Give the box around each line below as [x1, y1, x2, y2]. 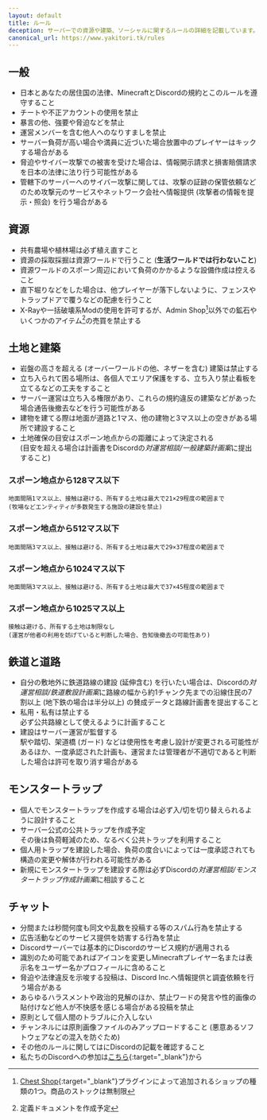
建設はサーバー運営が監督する [19, 727, 118, 736]
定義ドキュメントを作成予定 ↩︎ [19, 1103, 119, 1113]
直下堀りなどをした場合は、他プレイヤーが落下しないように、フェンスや [19, 285, 257, 294]
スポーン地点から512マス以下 [8, 523, 120, 534]
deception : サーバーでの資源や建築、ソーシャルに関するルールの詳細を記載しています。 [8, 26, 260, 34]
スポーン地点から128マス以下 [8, 475, 120, 486]
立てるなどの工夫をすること [19, 383, 111, 393]
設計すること [33, 815, 76, 824]
